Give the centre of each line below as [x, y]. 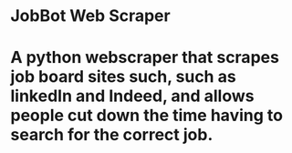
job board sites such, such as [123, 77]
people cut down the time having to [147, 116]
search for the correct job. [112, 135]
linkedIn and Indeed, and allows [132, 96]
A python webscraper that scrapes [145, 58]
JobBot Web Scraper [91, 16]
